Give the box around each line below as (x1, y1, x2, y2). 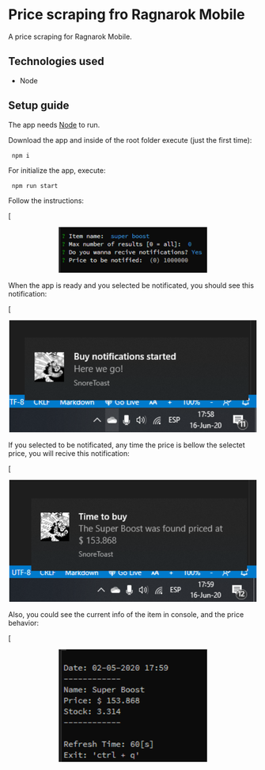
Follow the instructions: (8, 196, 85, 205)
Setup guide (8, 99, 70, 113)
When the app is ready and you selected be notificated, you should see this (8, 280, 255, 290)
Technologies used (8, 55, 104, 68)
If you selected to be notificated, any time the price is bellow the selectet (8, 440, 245, 450)
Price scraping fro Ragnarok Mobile (8, 6, 245, 24)
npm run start (11, 182, 59, 190)
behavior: (8, 618, 40, 627)
